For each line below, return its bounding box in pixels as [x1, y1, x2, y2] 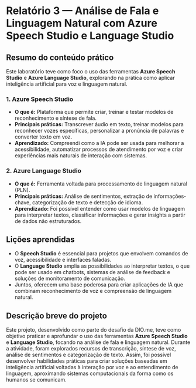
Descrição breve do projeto [6, 311, 107, 320]
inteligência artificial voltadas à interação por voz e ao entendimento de [6, 364, 178, 371]
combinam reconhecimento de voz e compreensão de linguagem [14, 288, 172, 295]
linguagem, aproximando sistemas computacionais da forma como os [6, 370, 174, 377]
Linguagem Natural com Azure [6, 16, 158, 30]
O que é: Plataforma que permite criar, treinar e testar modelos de [14, 109, 174, 116]
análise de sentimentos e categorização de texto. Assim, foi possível [6, 351, 171, 359]
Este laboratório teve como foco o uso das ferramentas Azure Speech [6, 68, 176, 75]
